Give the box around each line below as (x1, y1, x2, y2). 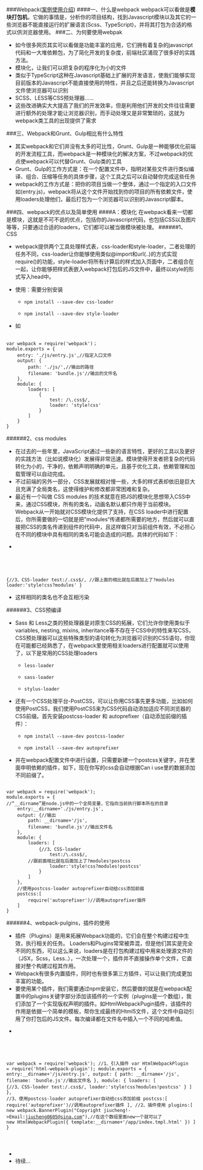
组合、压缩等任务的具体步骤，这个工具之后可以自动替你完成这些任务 (25, 173, 195, 180)
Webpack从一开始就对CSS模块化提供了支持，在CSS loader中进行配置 (14, 508, 188, 515)
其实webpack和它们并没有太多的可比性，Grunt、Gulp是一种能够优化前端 (14, 143, 196, 150)
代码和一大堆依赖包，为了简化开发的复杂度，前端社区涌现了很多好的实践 (14, 49, 195, 56)
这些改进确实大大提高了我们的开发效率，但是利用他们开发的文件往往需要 (14, 102, 195, 109)
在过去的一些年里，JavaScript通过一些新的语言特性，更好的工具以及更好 (14, 447, 196, 455)
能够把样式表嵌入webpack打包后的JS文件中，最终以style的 (41, 265, 189, 273)
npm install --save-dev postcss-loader (24, 733, 125, 739)
